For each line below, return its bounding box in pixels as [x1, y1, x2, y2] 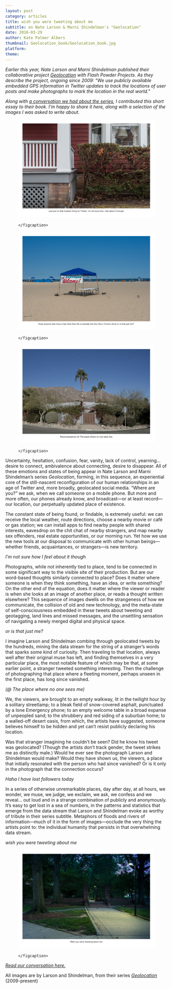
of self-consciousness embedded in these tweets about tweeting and [5, 607, 152, 613]
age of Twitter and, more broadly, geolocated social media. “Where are [5, 484, 156, 491]
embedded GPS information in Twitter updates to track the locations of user [5, 83, 166, 89]
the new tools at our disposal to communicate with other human [5, 538, 140, 544]
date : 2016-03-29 [5, 30, 43, 35]
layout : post [5, 8, 33, 13]
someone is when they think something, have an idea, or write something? [5, 580, 163, 586]
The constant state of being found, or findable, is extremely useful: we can [5, 511, 163, 517]
